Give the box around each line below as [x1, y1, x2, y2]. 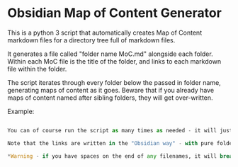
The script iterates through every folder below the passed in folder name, [7, 78, 221, 86]
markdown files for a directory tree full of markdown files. [7, 35, 176, 44]
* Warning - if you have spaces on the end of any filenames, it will [7, 152, 217, 160]
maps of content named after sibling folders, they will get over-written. [7, 93, 214, 102]
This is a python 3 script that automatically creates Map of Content [7, 28, 203, 37]
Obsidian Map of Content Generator [7, 5, 222, 21]
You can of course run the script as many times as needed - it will [7, 127, 217, 134]
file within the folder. [7, 64, 67, 73]
